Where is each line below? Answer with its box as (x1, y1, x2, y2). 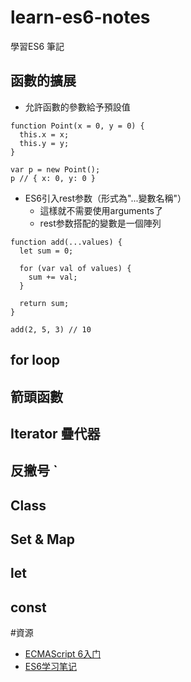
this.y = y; (19, 138, 70, 148)
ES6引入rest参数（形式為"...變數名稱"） (24, 192, 187, 204)
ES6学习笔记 (24, 661, 77, 673)
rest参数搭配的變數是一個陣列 (39, 217, 162, 229)
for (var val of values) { (19, 263, 132, 273)
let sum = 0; (19, 246, 74, 256)
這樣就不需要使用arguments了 (39, 204, 163, 216)
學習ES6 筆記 (10, 40, 65, 52)
